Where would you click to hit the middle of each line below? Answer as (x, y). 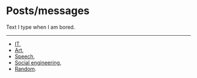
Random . (26, 69)
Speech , (25, 56)
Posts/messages (48, 11)
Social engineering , (38, 62)
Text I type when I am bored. (40, 27)
